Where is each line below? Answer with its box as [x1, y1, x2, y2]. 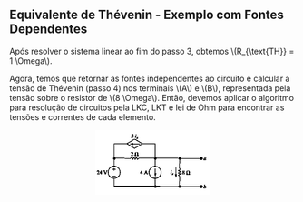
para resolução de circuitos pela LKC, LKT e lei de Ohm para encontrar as [9, 102, 285, 113]
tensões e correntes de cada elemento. [9, 111, 156, 122]
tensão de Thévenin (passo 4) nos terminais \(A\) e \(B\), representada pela [9, 82, 291, 94]
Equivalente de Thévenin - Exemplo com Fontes [9, 7, 284, 23]
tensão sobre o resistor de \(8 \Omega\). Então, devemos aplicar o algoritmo [9, 92, 295, 103]
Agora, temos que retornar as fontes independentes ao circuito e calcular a [9, 73, 290, 84]
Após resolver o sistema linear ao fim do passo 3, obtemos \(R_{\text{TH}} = [9, 45, 295, 56]
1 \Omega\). [9, 55, 53, 66]
